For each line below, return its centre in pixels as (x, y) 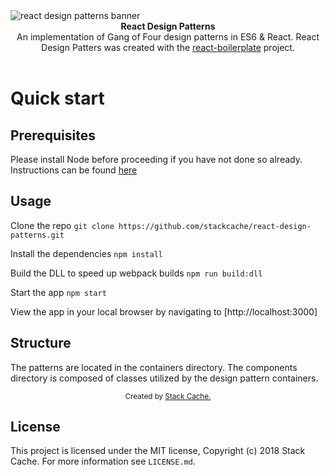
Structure (41, 343)
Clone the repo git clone (62, 225)
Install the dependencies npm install (86, 253)
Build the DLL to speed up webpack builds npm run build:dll (136, 273)
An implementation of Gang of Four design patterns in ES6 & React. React (168, 37)
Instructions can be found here (74, 170)
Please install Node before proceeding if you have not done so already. (156, 159)
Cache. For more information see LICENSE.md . (103, 461)
